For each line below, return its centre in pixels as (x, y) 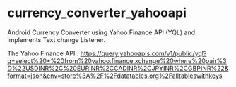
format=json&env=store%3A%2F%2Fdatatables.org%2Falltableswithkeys (115, 76)
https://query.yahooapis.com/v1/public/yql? (143, 53)
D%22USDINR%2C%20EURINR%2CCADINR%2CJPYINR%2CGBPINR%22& (118, 68)
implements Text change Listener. (57, 39)
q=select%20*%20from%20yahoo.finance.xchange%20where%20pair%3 (117, 60)
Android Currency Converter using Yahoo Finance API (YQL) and (101, 32)
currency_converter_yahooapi (97, 13)
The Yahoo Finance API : (43, 53)
